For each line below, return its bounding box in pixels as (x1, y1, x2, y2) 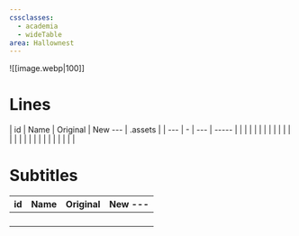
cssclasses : (9, 13, 54, 23)
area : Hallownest (9, 38, 75, 48)
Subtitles (9, 166, 78, 186)
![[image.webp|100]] (9, 63, 86, 74)
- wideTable (17, 30, 63, 39)
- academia (17, 22, 59, 31)
